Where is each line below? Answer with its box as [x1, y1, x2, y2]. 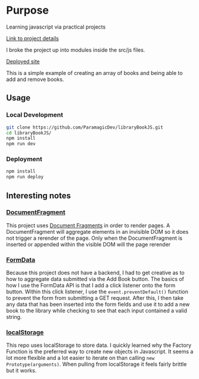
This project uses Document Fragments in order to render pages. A [6, 221, 170, 229]
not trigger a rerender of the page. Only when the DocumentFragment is [6, 234, 183, 242]
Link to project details [6, 35, 59, 42]
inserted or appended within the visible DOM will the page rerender [6, 240, 171, 248]
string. [6, 314, 22, 321]
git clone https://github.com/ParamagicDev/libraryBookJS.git [6, 124, 163, 130]
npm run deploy [6, 174, 44, 180]
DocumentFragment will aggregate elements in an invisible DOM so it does [6, 228, 189, 235]
